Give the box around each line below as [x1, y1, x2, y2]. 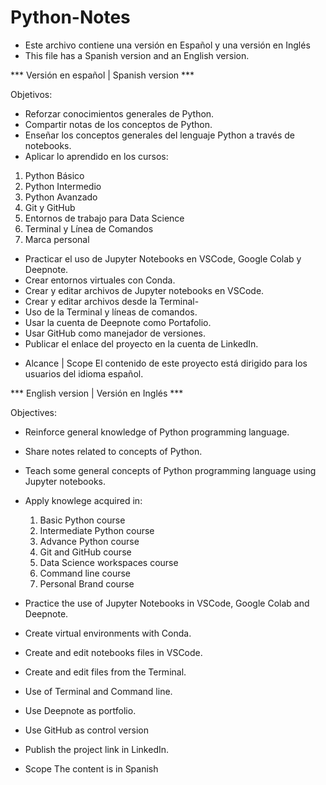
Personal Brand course [39, 577, 135, 590]
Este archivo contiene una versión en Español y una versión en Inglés [24, 39, 311, 51]
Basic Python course [39, 514, 126, 526]
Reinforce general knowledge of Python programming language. [24, 426, 290, 438]
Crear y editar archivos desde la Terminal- [24, 295, 200, 307]
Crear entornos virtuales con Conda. [24, 274, 176, 286]
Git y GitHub [24, 201, 76, 213]
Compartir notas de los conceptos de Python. [24, 118, 213, 130]
